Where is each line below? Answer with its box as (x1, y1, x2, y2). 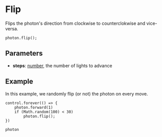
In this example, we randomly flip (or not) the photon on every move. (5, 90, 148, 97)
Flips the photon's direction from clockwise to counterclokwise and (5, 20, 146, 26)
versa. (5, 25, 19, 31)
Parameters (5, 49, 43, 58)
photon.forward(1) (14, 105, 53, 110)
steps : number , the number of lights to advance (12, 62, 112, 69)
